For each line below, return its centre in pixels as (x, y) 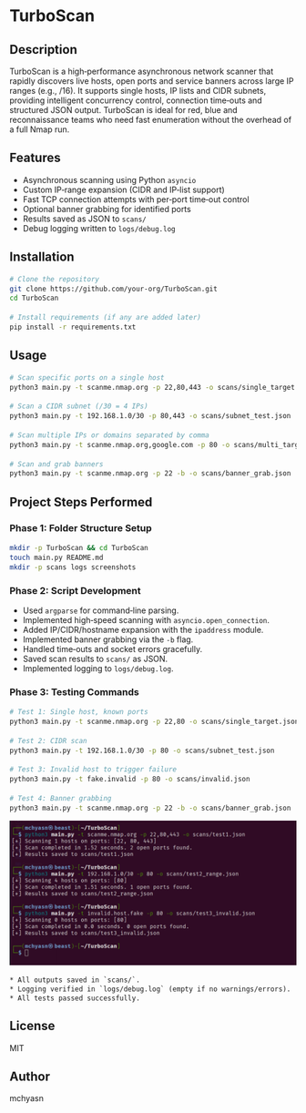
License (32, 1026)
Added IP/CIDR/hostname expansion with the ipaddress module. (143, 629)
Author (30, 1077)
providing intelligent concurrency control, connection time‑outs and (136, 100)
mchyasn (26, 1098)
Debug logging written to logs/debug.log (99, 228)
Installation (42, 257)
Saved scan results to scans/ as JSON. (95, 659)
